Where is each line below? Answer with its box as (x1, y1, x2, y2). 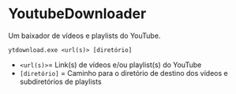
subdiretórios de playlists (19, 77, 102, 86)
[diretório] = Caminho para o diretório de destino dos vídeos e (19, 68, 228, 77)
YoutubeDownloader (8, 5, 147, 23)
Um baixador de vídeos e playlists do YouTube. (8, 31, 161, 40)
